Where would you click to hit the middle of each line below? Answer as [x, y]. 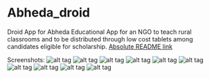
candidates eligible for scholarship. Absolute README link [90, 46]
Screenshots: [26, 59]
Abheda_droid [49, 13]
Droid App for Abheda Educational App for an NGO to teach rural [99, 32]
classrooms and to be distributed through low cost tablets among [100, 39]
